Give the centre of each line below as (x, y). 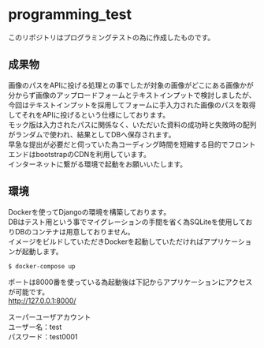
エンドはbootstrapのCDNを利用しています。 (80, 154)
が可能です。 (29, 292)
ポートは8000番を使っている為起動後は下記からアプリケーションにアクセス (130, 282)
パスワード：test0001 (43, 336)
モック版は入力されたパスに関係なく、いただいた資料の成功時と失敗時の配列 (132, 125)
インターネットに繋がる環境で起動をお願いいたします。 (98, 164)
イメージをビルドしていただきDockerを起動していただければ (106, 241)
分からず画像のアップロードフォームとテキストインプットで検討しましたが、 (132, 95)
